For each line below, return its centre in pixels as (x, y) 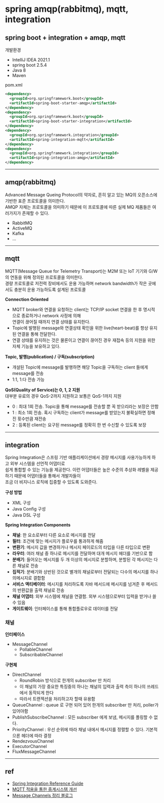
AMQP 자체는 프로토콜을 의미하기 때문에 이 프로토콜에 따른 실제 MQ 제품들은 (78, 207)
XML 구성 (21, 503)
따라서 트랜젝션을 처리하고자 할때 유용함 (57, 698)
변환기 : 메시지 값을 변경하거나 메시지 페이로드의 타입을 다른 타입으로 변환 (81, 547)
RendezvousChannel (33, 741)
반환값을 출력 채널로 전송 (41, 590)
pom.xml (14, 85)
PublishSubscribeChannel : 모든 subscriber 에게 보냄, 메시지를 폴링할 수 (82, 717)
